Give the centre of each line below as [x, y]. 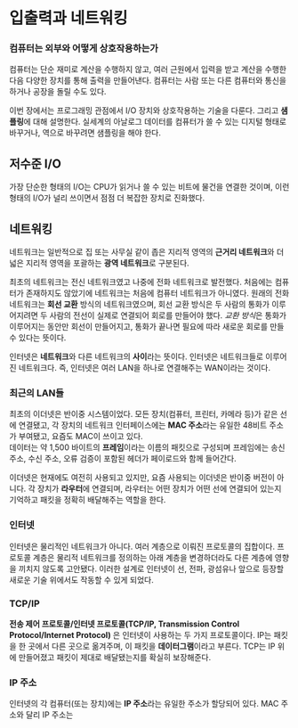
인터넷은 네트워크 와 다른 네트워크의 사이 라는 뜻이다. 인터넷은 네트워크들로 [137, 356]
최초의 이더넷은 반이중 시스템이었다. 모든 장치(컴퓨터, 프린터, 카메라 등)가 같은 [144, 414]
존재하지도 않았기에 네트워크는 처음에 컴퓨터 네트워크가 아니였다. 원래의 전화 [157, 293]
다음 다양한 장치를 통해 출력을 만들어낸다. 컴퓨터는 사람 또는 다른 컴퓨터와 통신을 [148, 80]
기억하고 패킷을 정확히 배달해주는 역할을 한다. [88, 500]
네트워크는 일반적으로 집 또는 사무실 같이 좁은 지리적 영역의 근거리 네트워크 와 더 [147, 252]
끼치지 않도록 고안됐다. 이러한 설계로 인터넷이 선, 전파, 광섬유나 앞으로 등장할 [151, 568]
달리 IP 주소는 [49, 715]
